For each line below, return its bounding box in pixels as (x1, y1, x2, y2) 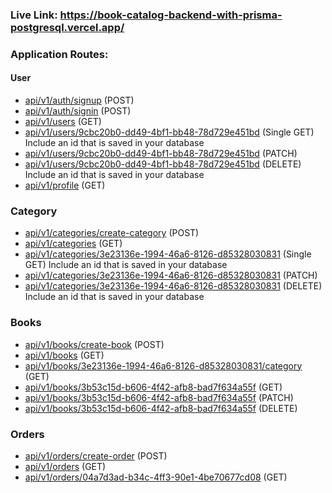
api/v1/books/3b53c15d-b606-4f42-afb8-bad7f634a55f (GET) (24, 381, 283, 393)
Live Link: (10, 8, 58, 22)
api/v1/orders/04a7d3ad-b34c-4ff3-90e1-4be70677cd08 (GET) (24, 471, 288, 483)
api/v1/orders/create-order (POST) (24, 449, 168, 462)
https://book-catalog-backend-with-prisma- (59, 8, 283, 22)
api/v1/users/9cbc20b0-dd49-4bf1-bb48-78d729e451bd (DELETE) (24, 158, 302, 170)
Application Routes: (10, 47, 109, 61)
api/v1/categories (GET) (24, 238, 123, 250)
